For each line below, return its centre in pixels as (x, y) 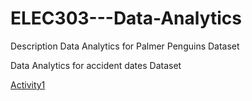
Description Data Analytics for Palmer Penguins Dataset (125, 46)
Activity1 (28, 84)
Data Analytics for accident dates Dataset (96, 65)
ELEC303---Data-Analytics (126, 18)
